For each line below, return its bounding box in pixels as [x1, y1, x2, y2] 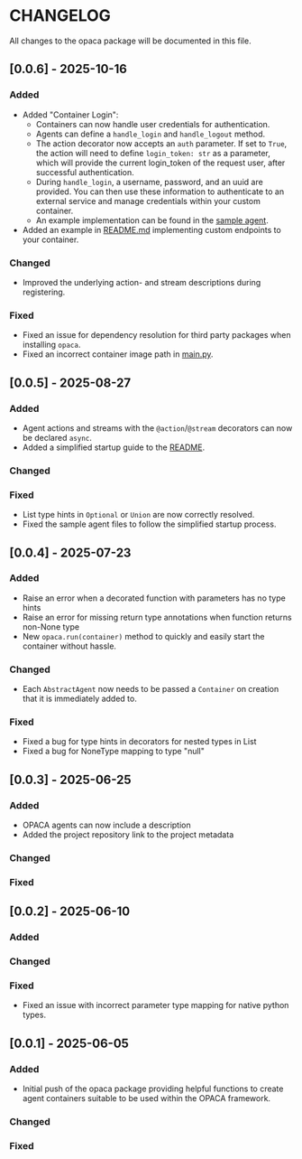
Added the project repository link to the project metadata [22, 829, 234, 840]
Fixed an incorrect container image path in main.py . [22, 349, 214, 360]
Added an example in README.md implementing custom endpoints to [22, 224, 281, 235]
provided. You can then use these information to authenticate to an [35, 186, 285, 197]
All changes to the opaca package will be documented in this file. [9, 35, 252, 46]
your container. [22, 234, 79, 245]
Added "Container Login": [22, 109, 119, 120]
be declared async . [22, 432, 93, 443]
